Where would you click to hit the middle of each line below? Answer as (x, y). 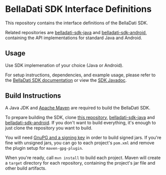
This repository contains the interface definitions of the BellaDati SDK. (77, 23)
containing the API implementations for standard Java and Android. (74, 38)
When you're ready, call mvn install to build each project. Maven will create (83, 158)
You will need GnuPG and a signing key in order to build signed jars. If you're (83, 137)
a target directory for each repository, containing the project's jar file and (80, 163)
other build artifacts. (26, 168)
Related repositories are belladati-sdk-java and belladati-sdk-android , (76, 32)
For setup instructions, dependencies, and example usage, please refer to (81, 75)
